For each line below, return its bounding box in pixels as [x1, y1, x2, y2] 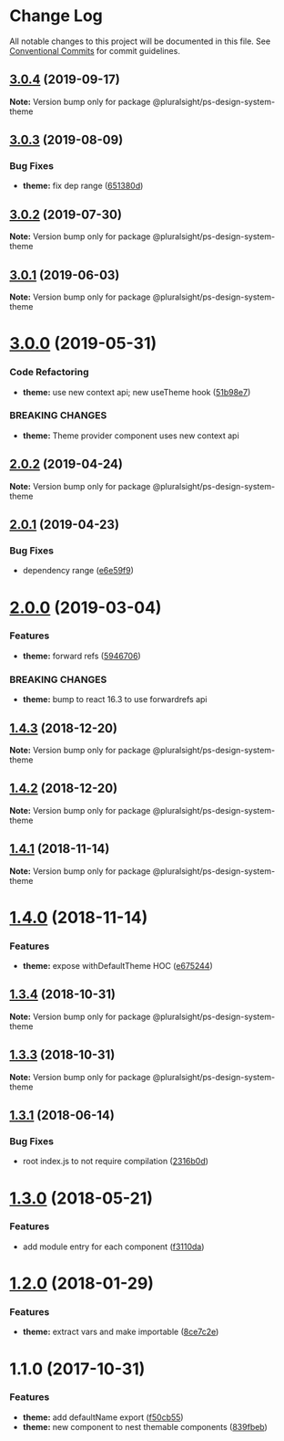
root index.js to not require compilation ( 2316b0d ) [22, 1156, 209, 1167]
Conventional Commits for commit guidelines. [9, 45, 180, 56]
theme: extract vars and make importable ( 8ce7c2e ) [22, 1326, 219, 1338]
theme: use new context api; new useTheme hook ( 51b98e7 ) [22, 386, 251, 397]
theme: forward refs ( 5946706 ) [22, 650, 141, 661]
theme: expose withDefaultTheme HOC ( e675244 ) [22, 961, 213, 972]
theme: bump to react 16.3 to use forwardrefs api [22, 694, 208, 705]
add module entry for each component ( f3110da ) [22, 1241, 205, 1252]
